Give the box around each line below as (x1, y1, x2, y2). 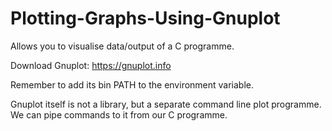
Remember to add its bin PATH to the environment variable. (10, 78, 255, 91)
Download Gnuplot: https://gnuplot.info (10, 59, 172, 71)
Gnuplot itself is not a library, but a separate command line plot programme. (10, 98, 322, 110)
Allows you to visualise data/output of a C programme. (10, 40, 235, 52)
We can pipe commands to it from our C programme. (10, 108, 228, 121)
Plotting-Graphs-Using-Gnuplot (10, 7, 281, 30)
